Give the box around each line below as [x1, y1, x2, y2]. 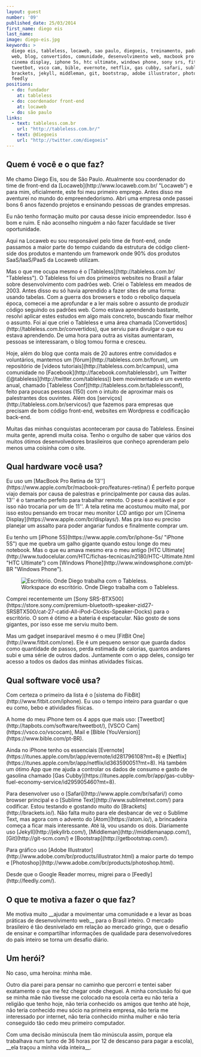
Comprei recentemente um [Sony [6, 595, 89, 602]
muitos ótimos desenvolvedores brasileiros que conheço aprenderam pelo [6, 438, 190, 445]
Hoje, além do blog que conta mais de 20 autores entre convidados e [6, 350, 176, 357]
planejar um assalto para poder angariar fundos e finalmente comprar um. [6, 522, 188, 529]
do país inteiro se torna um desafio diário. [6, 936, 109, 943]
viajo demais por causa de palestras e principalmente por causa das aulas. [6, 490, 190, 497]
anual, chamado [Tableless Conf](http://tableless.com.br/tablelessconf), [6, 381, 184, 389]
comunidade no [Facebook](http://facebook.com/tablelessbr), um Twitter [6, 369, 187, 376]
